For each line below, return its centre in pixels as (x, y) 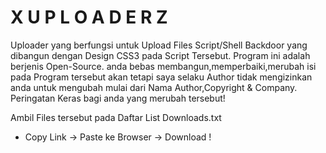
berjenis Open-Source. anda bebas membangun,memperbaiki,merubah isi (163, 66)
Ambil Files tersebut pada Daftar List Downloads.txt (116, 117)
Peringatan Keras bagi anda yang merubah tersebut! (118, 98)
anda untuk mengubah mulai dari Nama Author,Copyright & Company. (154, 87)
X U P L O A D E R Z (89, 17)
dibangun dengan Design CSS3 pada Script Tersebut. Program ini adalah (160, 55)
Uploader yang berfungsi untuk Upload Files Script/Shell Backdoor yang (159, 45)
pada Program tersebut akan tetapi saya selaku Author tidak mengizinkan (161, 77)
